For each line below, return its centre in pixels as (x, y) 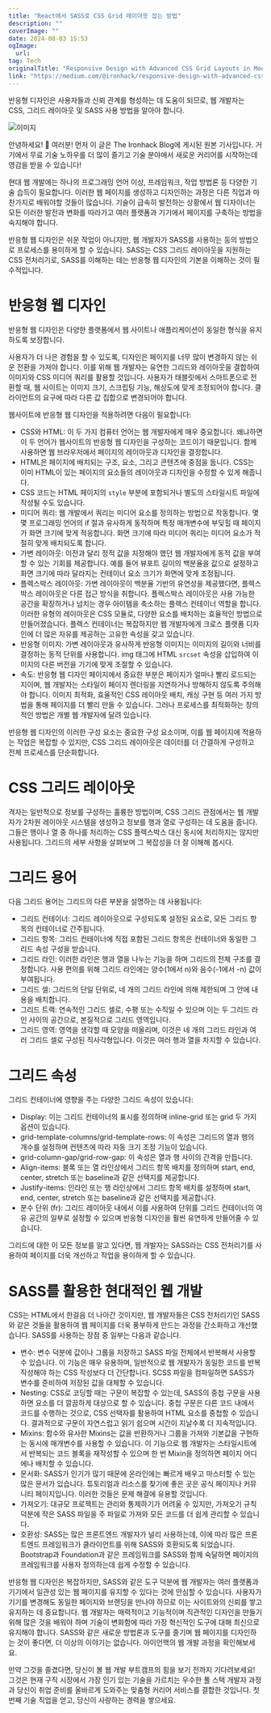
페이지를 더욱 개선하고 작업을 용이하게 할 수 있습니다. (113, 1255)
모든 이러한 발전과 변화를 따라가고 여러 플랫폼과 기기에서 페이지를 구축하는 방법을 (135, 212)
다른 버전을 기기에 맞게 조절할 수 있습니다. (107, 664)
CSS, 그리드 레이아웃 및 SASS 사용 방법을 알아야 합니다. (97, 110)
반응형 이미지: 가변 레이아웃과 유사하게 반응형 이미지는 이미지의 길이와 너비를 (141, 644)
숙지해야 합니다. (33, 222)
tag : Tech (25, 61)
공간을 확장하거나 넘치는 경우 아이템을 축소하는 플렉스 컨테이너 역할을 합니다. (141, 603)
